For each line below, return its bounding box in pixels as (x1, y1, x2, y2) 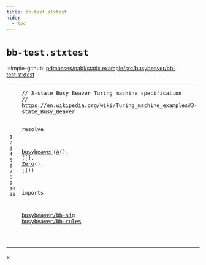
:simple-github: (6, 65, 45, 72)
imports (21, 189, 44, 196)
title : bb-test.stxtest (6, 9, 67, 15)
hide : (6, 15, 20, 21)
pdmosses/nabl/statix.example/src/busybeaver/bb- (45, 65, 176, 72)
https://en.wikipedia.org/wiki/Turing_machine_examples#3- (21, 102, 197, 109)
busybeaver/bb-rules (21, 218, 82, 225)
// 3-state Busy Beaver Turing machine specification (21, 90, 182, 97)
